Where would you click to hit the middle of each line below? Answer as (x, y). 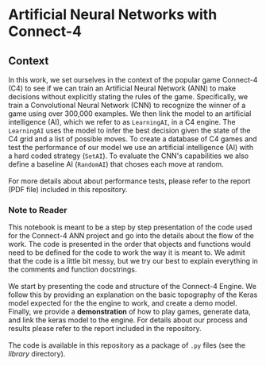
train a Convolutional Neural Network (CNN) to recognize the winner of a (127, 105)
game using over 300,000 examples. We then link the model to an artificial (130, 114)
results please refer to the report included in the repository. (105, 329)
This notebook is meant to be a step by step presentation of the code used (130, 227)
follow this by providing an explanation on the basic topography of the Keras (133, 295)
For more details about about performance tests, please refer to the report (129, 181)
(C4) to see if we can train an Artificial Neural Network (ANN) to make (122, 88)
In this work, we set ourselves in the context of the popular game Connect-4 (133, 80)
